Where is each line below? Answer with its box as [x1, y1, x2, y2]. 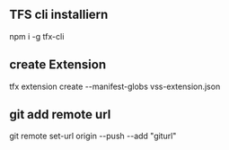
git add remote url [9, 107, 111, 122]
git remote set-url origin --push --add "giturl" [9, 130, 177, 142]
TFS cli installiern [9, 7, 109, 22]
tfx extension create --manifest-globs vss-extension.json [9, 81, 221, 92]
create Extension [9, 57, 106, 73]
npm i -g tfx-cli [9, 31, 65, 41]
